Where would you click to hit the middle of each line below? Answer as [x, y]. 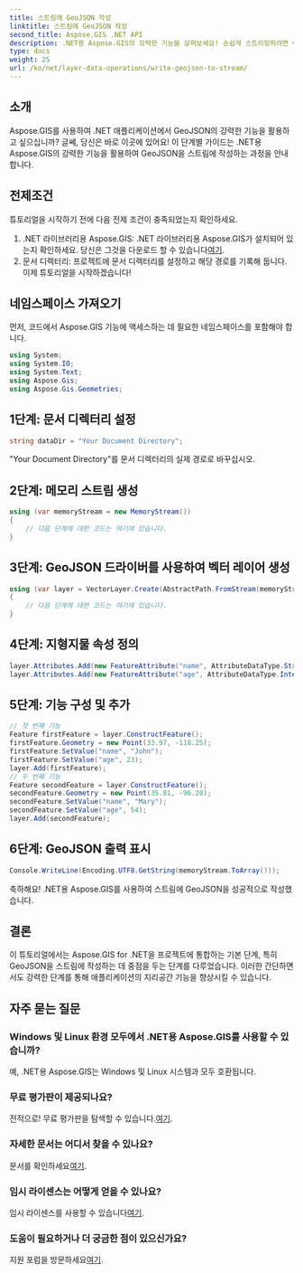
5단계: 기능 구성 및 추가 [70, 705]
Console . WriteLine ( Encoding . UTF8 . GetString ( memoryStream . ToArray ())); [145, 870]
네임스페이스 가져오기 [65, 303]
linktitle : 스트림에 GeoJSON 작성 [69, 26]
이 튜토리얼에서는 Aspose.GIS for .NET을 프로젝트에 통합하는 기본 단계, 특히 [143, 955]
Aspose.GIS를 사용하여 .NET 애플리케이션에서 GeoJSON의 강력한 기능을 [138, 130]
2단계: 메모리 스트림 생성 [74, 490]
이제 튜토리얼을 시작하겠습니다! [77, 272]
